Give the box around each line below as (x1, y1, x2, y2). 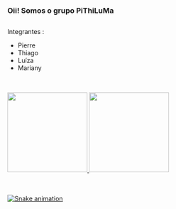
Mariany (17, 64, 42, 72)
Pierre (17, 41, 35, 50)
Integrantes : (7, 28, 45, 36)
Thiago (17, 49, 39, 57)
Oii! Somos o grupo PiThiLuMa (7, 6, 114, 16)
